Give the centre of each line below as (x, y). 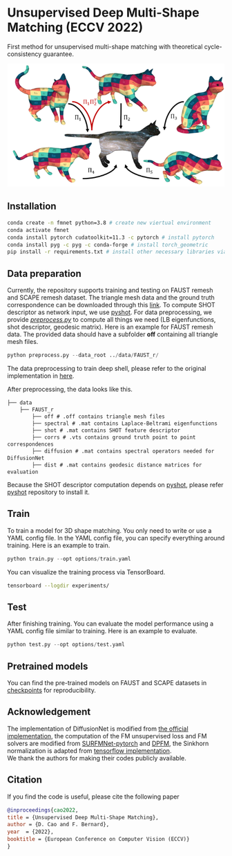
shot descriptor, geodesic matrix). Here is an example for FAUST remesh (110, 327)
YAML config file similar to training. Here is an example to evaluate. (103, 631)
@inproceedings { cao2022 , (43, 810)
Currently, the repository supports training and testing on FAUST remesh (110, 290)
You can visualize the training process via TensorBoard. (86, 572)
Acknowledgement (49, 712)
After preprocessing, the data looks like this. (70, 389)
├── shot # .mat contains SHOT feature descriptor (106, 430)
